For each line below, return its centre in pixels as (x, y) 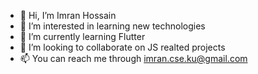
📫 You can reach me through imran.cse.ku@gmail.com (133, 58)
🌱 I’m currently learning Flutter (82, 36)
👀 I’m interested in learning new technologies (112, 26)
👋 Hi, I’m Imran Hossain (68, 15)
